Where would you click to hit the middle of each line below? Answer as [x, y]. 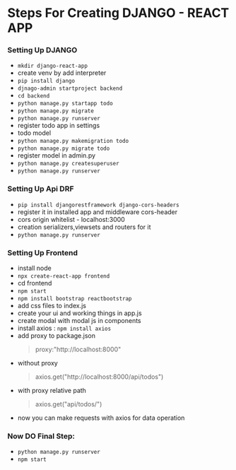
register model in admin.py [57, 155]
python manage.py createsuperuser [68, 164]
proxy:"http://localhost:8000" [78, 349]
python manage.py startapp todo [65, 104]
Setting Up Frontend [43, 252]
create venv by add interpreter [62, 73]
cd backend [34, 96]
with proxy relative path [52, 391]
